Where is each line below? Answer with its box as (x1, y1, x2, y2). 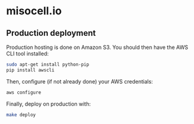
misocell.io (6, 4, 62, 18)
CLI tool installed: (6, 50, 49, 57)
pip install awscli (6, 67, 55, 73)
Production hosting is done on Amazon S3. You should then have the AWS (6, 44, 189, 51)
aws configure (6, 89, 42, 95)
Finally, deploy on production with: (6, 100, 91, 107)
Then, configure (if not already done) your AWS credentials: (6, 77, 153, 85)
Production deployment (6, 28, 96, 38)
